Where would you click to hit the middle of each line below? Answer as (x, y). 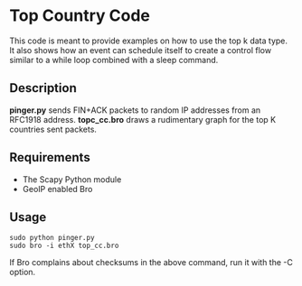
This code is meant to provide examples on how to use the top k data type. (148, 41)
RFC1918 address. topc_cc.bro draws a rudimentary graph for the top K (143, 119)
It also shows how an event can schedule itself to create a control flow (141, 50)
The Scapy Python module (72, 179)
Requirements (50, 157)
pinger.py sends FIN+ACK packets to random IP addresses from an (135, 110)
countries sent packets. (53, 129)
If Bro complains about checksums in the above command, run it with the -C (151, 263)
